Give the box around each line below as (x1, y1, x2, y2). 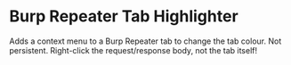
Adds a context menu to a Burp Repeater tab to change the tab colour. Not (9, 36, 282, 46)
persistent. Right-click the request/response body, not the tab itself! (9, 45, 258, 55)
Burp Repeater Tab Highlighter (9, 6, 238, 27)
